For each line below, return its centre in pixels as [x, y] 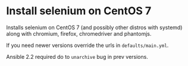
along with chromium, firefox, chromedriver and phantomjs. [79, 33]
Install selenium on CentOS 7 [79, 11]
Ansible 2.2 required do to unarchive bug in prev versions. [77, 56]
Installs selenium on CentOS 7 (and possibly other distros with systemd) [94, 27]
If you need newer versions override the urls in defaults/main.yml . [87, 45]
